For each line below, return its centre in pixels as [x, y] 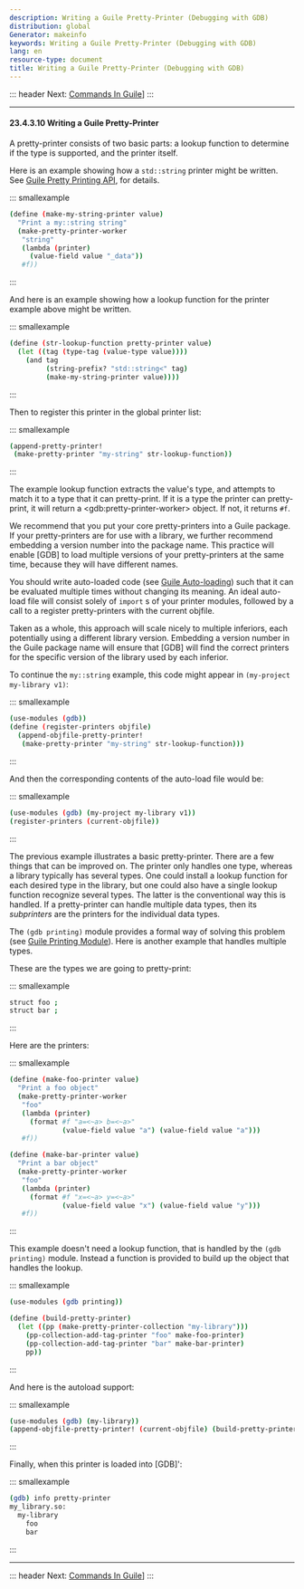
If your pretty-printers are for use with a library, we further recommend [141, 536]
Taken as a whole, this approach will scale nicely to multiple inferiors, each [148, 628]
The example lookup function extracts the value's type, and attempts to [142, 489]
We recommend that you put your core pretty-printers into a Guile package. [150, 526]
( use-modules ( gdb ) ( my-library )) [75, 1421]
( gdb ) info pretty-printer [60, 1498]
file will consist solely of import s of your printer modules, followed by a [161, 601]
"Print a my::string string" [72, 223]
